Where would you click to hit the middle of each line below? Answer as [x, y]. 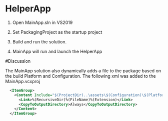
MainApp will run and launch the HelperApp [57, 51]
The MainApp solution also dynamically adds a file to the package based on [83, 71]
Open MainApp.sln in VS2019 [42, 22]
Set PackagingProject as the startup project [57, 32]
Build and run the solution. [39, 42]
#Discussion [18, 61]
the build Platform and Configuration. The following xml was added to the [80, 76]
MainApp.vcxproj [23, 81]
